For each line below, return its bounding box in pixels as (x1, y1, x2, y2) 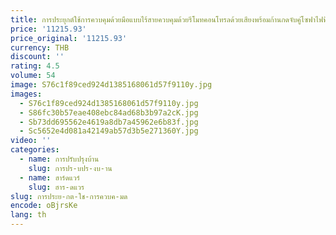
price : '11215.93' (10, 24, 87, 34)
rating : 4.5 (10, 61, 60, 71)
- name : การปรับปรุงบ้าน (19, 154, 100, 164)
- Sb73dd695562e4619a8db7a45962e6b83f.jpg (19, 117, 199, 127)
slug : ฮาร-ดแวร (28, 182, 85, 192)
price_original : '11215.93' (10, 33, 128, 43)
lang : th (10, 210, 47, 220)
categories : (10, 145, 60, 155)
